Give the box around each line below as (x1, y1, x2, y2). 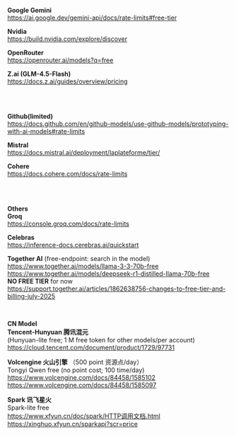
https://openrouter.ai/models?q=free (7, 56, 114, 64)
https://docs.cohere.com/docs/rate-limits (7, 170, 128, 178)
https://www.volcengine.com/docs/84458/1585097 (7, 381, 157, 389)
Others (7, 204, 28, 213)
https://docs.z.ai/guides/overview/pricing (7, 77, 129, 86)
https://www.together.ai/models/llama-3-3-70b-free (7, 262, 159, 270)
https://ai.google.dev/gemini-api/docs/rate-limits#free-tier (7, 13, 177, 22)
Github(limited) (7, 112, 54, 120)
